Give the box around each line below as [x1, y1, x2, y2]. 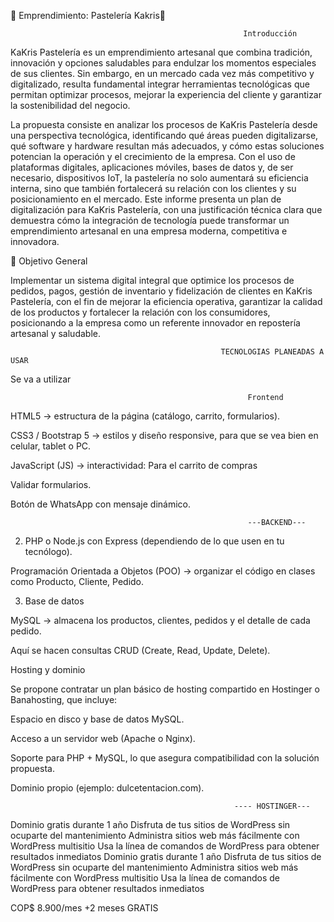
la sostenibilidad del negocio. [10, 100, 131, 111]
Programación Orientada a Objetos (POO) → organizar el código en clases [10, 565, 316, 577]
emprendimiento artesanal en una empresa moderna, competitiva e [10, 225, 288, 237]
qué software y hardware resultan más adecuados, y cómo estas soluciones [10, 140, 325, 152]
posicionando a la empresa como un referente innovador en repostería [10, 317, 301, 329]
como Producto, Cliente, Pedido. [10, 576, 145, 587]
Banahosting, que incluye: [10, 694, 118, 705]
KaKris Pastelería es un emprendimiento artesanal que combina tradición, [10, 46, 313, 58]
